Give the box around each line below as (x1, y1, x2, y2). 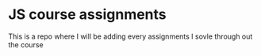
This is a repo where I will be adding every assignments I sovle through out (8, 32, 253, 41)
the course (8, 39, 44, 49)
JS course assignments (8, 6, 167, 24)
